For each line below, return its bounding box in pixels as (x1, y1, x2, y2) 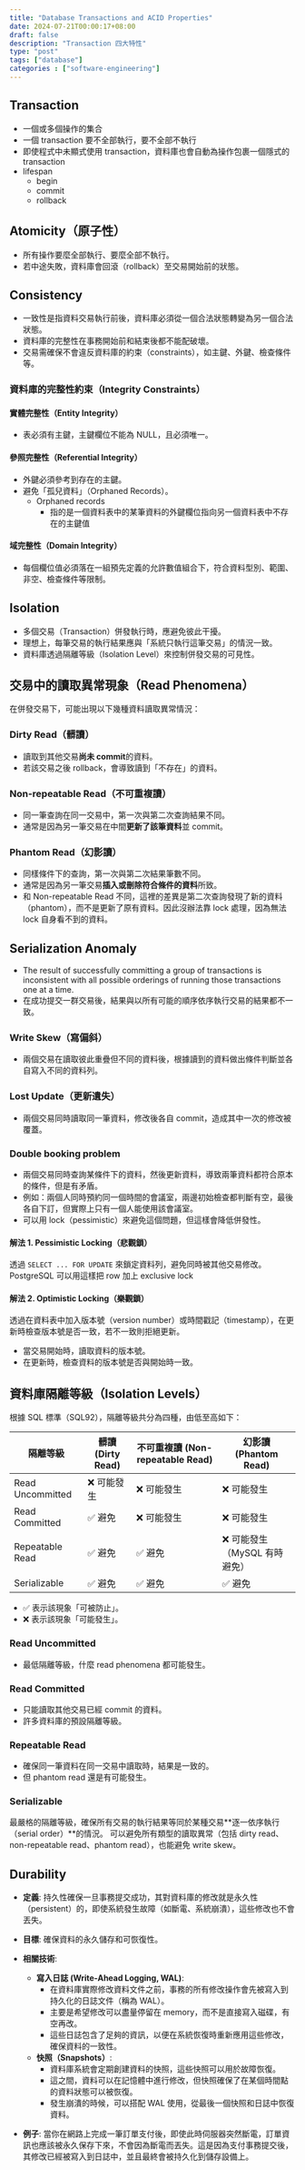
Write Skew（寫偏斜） (9, 1032, 108, 1045)
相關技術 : (22, 1953, 57, 1964)
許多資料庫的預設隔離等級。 (22, 1715, 127, 1726)
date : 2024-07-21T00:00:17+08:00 (9, 22, 136, 31)
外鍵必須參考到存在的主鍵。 (22, 474, 127, 485)
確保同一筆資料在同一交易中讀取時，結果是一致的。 (22, 1761, 214, 1771)
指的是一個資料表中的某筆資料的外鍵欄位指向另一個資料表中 (49, 506, 273, 517)
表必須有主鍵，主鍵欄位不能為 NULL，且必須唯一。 (22, 429, 213, 440)
